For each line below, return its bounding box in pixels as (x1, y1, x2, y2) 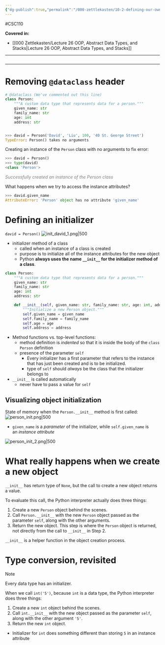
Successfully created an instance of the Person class (5, 174, 113, 180)
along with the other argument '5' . (12, 615, 82, 621)
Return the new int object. (12, 620, 66, 626)
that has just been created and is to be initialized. (27, 360, 126, 366)
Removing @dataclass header (5, 76, 125, 87)
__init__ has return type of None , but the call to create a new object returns (5, 483, 158, 488)
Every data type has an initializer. (5, 580, 72, 586)
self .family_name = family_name (23, 316, 89, 321)
